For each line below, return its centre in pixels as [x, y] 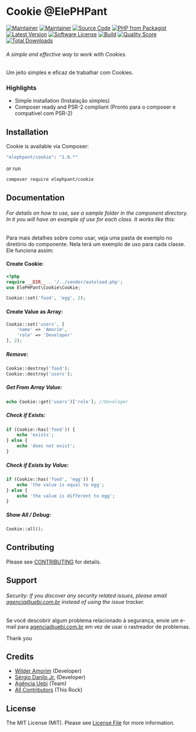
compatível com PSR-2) [44, 113]
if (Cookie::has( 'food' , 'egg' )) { [50, 479]
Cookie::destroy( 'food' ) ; [38, 368]
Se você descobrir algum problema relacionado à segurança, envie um [92, 620]
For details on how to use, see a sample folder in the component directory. [97, 213]
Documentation [36, 198]
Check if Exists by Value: [38, 465]
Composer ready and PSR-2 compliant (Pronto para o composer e [95, 107]
